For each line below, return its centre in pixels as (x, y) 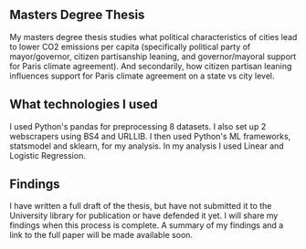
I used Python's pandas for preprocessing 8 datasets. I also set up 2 (138, 126)
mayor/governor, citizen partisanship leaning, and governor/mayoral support (153, 56)
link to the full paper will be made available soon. (101, 235)
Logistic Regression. (48, 155)
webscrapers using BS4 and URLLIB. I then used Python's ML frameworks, (150, 136)
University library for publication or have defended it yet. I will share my (144, 216)
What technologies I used (84, 104)
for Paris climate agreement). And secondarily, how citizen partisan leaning (151, 66)
